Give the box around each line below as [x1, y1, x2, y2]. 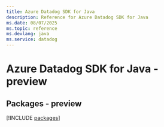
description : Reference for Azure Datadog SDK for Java [6, 14, 148, 20]
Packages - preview [6, 98, 82, 109]
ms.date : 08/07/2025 [6, 20, 58, 26]
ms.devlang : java [6, 31, 50, 37]
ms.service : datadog [6, 36, 58, 42]
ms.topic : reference [6, 25, 58, 32]
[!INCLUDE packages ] [6, 114, 60, 121]
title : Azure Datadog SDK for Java [6, 8, 95, 15]
